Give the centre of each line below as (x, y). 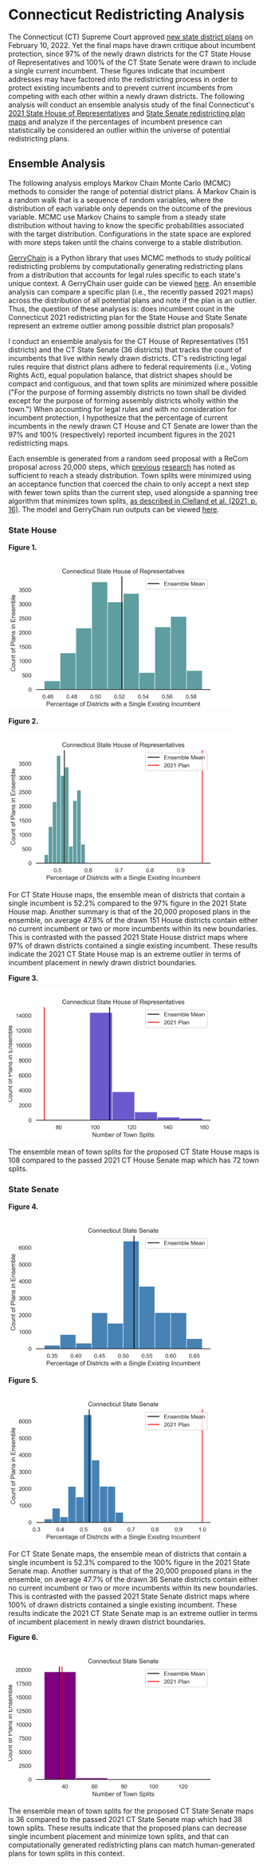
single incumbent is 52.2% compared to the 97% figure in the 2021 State (128, 903)
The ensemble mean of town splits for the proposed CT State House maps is (134, 1152)
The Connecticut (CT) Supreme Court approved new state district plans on (131, 37)
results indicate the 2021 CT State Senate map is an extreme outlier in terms (133, 1614)
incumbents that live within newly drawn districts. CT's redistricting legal (128, 358)
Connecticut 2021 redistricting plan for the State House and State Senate (128, 317)
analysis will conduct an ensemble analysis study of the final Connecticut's (132, 105)
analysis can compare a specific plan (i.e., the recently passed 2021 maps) (131, 291)
